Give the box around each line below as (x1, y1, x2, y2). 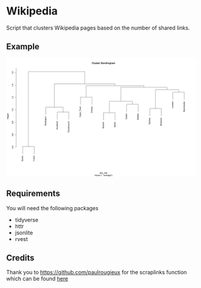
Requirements (6, 189, 60, 199)
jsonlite (14, 229, 33, 236)
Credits (6, 252, 35, 263)
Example (6, 42, 40, 52)
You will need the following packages (6, 204, 99, 211)
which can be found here (6, 275, 69, 283)
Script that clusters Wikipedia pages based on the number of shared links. (6, 24, 190, 31)
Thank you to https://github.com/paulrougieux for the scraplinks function (6, 269, 187, 276)
